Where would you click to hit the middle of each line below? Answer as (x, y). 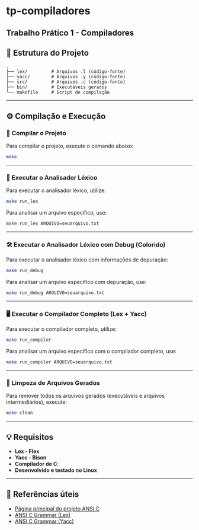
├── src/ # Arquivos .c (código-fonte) (66, 82)
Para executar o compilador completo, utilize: (61, 329)
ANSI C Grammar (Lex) (43, 515)
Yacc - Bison (31, 458)
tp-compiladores (48, 11)
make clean (20, 413)
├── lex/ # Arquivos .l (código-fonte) (66, 72)
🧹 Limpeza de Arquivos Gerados (53, 383)
